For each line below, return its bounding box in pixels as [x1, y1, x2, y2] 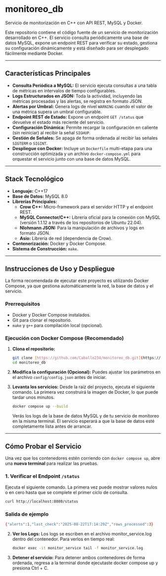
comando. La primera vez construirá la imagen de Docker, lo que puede [12, 389, 159, 395]
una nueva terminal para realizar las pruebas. [5, 460, 99, 466]
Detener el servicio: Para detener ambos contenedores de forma [12, 554, 145, 560]
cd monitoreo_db [12, 360, 46, 365]
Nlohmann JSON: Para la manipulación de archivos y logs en [19, 225, 144, 231]
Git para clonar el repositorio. [12, 317, 72, 323]
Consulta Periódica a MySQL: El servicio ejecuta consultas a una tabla [12, 82, 157, 88]
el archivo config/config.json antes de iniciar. [12, 374, 107, 380]
